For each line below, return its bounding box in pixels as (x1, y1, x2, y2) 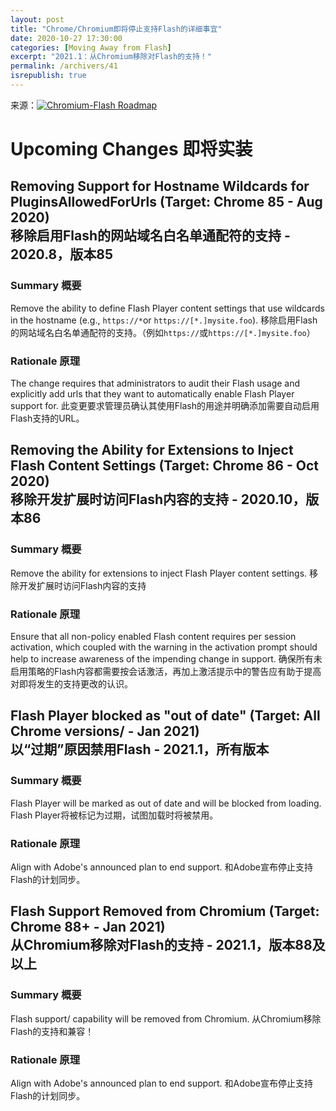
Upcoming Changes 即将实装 (10, 138, 253, 161)
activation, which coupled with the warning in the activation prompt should (10, 641, 318, 653)
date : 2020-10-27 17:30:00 (10, 33, 123, 43)
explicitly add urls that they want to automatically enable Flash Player (10, 388, 295, 400)
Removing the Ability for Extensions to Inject (10, 442, 294, 459)
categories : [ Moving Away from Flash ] (10, 42, 172, 53)
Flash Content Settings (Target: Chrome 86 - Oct (10, 457, 319, 475)
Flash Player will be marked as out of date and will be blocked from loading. (10, 797, 322, 809)
